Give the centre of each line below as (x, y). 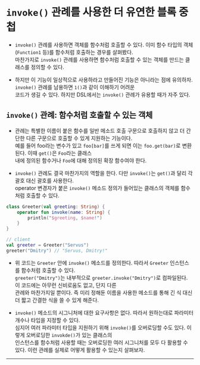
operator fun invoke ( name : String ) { (64, 212)
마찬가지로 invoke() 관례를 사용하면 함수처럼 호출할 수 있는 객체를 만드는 (99, 60)
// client (18, 240)
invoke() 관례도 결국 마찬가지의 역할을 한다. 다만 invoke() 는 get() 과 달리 (101, 173)
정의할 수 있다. (47, 67)
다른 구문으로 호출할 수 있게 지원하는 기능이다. (79, 138)
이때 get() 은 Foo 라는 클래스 (60, 153)
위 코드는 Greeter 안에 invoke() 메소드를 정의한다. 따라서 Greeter (91, 263)
